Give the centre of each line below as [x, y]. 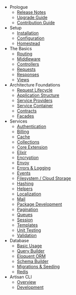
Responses [28, 74]
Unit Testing [29, 230]
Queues [25, 215]
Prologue [19, 7]
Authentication [31, 126]
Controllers [28, 64]
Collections [28, 142]
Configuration [30, 38]
